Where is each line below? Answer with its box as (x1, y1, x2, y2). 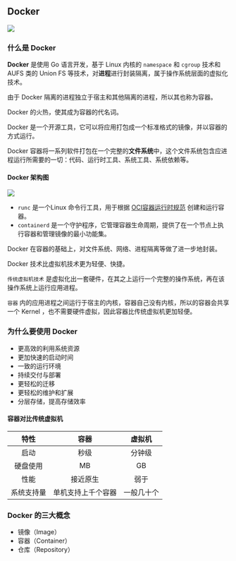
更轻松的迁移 (17, 379, 55, 387)
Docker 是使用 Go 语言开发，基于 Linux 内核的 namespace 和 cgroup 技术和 (7, 60, 221, 69)
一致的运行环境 (17, 361, 61, 370)
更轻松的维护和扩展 (17, 388, 74, 397)
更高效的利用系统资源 (17, 344, 80, 352)
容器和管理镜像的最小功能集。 (23, 229, 111, 239)
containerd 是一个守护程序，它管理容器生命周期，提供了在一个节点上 (17, 221, 218, 229)
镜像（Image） (17, 528, 61, 536)
